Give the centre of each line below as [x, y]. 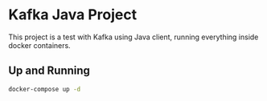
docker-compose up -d [45, 89]
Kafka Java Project [73, 15]
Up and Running [49, 71]
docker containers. [39, 45]
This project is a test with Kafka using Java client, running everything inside [133, 37]
